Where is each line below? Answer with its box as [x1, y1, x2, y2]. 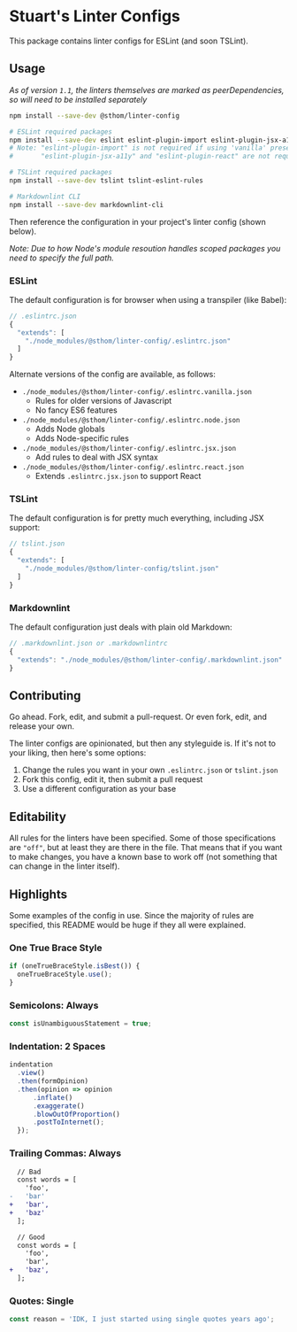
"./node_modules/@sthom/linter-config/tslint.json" [25, 564, 219, 573]
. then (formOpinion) [17, 1077, 89, 1086]
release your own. [9, 721, 75, 732]
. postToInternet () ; [32, 1118, 104, 1127]
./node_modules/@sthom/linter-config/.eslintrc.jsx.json [21, 445, 237, 453]
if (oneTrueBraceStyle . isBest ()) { [9, 962, 141, 971]
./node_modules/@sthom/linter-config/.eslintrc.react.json [21, 463, 245, 472]
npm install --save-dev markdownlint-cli [9, 200, 164, 209]
